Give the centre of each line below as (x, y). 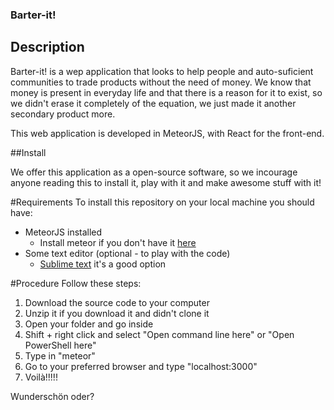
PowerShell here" (60, 345)
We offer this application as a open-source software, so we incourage (154, 172)
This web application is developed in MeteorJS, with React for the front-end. (167, 133)
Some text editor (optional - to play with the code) (127, 253)
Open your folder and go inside (89, 324)
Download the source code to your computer (117, 302)
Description (47, 47)
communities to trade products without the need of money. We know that (161, 82)
